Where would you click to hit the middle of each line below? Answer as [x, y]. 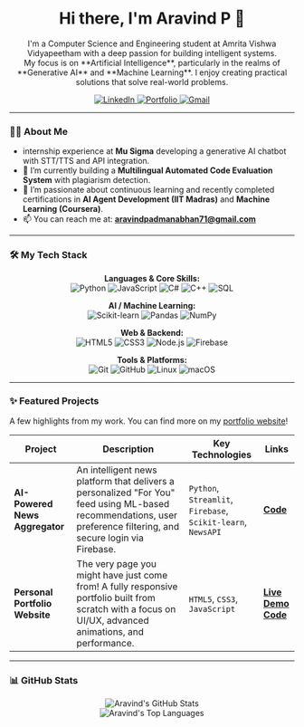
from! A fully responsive [127, 586]
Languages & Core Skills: [152, 278]
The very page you [116, 563]
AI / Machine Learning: [152, 305]
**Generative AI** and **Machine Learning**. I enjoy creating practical [152, 72]
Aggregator [39, 526]
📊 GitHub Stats [44, 680]
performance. [105, 643]
